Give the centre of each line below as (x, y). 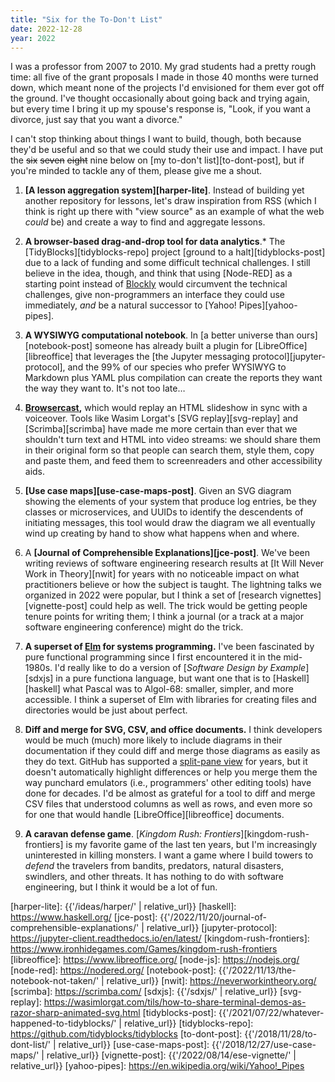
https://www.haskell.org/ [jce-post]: (84, 917)
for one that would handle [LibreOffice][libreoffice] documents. (154, 815)
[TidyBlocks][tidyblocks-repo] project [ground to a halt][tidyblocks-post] (175, 252)
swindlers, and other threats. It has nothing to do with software (154, 877)
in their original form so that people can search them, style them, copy (169, 450)
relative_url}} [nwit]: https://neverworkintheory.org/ (211, 981)
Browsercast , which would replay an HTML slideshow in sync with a (166, 408)
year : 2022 (33, 38)
